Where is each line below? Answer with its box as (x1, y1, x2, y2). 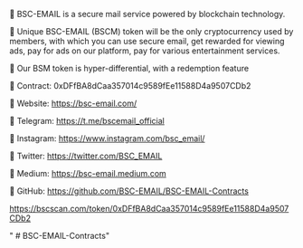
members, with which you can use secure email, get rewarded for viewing (9, 36, 285, 46)
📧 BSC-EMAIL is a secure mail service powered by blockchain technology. (9, 9, 286, 19)
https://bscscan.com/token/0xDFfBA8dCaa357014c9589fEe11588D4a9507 (9, 204, 289, 214)
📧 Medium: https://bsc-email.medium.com (9, 168, 167, 178)
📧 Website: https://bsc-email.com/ (9, 98, 137, 109)
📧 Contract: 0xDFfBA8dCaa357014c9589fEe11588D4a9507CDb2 (9, 81, 251, 91)
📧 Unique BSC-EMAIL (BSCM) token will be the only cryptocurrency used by (9, 26, 294, 36)
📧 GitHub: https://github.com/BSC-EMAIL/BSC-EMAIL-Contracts (9, 186, 249, 196)
